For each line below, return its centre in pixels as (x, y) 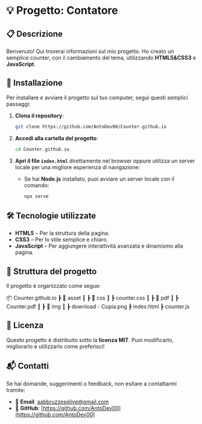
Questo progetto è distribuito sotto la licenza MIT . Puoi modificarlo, (90, 340)
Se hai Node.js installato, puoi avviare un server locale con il (99, 179)
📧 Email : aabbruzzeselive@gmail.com (62, 402)
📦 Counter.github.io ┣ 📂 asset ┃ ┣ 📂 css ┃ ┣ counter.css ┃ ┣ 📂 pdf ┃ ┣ (93, 298)
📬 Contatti (28, 366)
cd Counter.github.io (42, 149)
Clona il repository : (39, 116)
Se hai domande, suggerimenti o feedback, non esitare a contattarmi (91, 384)
